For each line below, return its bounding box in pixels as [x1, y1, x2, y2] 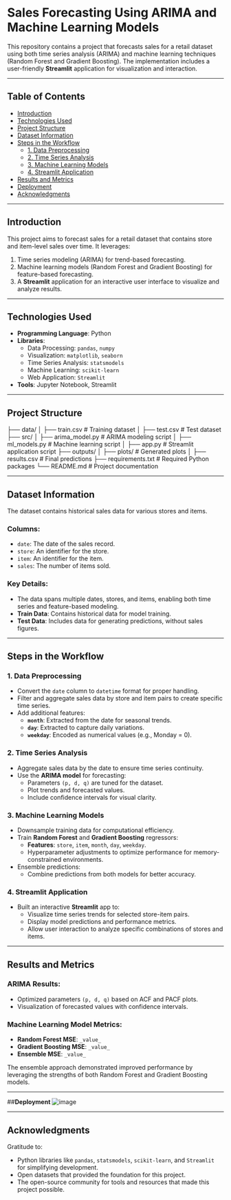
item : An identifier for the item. [16, 554, 104, 563]
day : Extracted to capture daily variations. [27, 723, 145, 732]
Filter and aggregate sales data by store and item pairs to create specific [16, 694, 223, 702]
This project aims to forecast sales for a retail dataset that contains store [7, 235, 212, 243]
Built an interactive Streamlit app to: [16, 903, 120, 912]
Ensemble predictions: [16, 863, 81, 871]
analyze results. [16, 284, 63, 293]
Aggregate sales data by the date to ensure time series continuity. [16, 764, 204, 772]
